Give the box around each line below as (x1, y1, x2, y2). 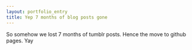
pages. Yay (6, 37, 34, 44)
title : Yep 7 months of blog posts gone (6, 14, 108, 20)
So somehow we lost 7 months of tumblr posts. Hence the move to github (6, 30, 186, 37)
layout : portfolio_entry (6, 8, 68, 15)
